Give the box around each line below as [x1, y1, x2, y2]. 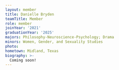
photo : [5, 44, 19, 49]
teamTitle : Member [5, 16, 43, 21]
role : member [5, 21, 32, 26]
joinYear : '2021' [5, 26, 41, 31]
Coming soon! [9, 58, 37, 63]
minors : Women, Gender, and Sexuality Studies [5, 39, 103, 44]
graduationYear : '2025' [5, 30, 55, 35]
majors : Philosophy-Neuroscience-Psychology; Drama [5, 35, 114, 40]
